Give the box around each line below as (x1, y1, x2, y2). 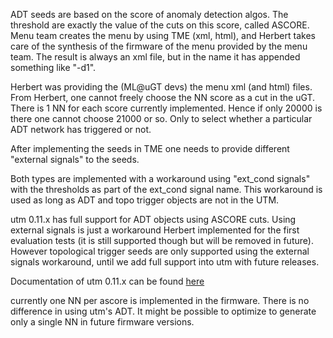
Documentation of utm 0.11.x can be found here (10, 275, 205, 287)
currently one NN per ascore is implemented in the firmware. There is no (10, 295, 310, 306)
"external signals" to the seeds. (10, 154, 140, 165)
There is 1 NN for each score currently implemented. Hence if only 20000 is (10, 102, 323, 114)
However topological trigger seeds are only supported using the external (10, 245, 310, 257)
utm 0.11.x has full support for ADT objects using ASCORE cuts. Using (10, 214, 297, 225)
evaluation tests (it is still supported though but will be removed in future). (10, 235, 314, 246)
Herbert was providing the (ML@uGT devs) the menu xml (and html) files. (10, 81, 313, 93)
